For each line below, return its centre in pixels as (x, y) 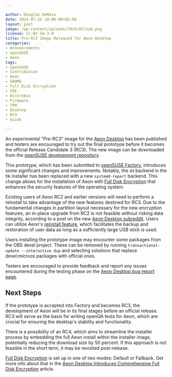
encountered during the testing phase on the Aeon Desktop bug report (80, 271)
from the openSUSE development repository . (53, 155)
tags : (11, 62)
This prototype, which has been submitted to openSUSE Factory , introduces (86, 165)
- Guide (14, 120)
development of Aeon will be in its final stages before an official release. (82, 311)
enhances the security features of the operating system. (65, 187)
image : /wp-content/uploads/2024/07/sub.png (54, 29)
